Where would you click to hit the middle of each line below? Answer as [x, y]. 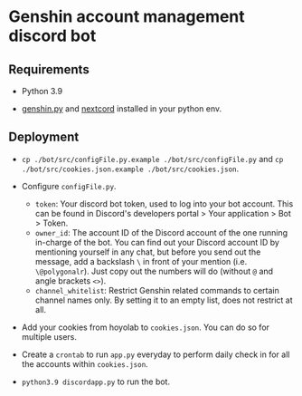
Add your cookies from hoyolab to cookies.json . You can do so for [146, 327]
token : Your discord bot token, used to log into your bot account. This [164, 203]
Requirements [49, 69]
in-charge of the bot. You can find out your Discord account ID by [157, 242]
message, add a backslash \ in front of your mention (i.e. [141, 261]
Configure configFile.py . [69, 186]
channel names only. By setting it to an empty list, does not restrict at [164, 300]
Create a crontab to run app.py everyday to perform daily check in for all [156, 354]
